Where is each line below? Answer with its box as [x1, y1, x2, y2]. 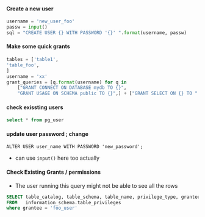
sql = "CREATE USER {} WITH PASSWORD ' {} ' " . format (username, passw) [6, 29, 187, 36]
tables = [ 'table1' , [6, 57, 59, 63]
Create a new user [6, 5, 54, 12]
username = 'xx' [6, 73, 48, 79]
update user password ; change [6, 130, 88, 137]
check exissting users [6, 104, 63, 111]
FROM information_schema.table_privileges [6, 199, 121, 205]
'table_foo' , [6, 62, 40, 68]
